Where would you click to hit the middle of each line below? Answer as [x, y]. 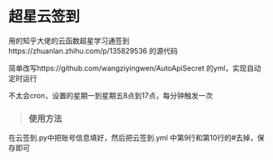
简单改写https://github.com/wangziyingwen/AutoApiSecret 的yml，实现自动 [135, 68]
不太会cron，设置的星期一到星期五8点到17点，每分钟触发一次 [110, 95]
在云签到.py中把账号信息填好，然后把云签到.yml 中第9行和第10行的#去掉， [133, 138]
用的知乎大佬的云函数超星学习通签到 [69, 41]
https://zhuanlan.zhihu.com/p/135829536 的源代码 [93, 50]
